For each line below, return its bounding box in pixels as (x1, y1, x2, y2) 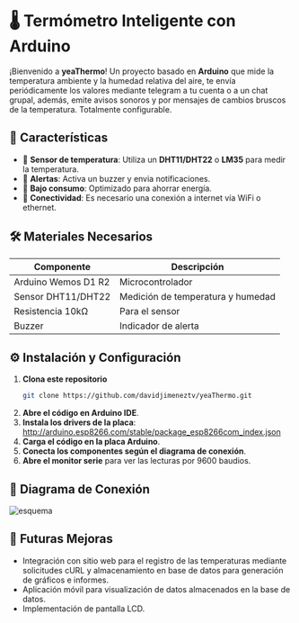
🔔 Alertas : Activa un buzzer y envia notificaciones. (22, 173, 211, 184)
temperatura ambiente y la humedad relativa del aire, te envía (9, 75, 236, 86)
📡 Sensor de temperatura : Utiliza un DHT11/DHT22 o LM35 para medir (22, 154, 286, 165)
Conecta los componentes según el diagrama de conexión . (22, 446, 247, 456)
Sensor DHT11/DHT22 (13, 290, 111, 302)
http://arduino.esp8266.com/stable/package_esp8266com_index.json (22, 427, 281, 438)
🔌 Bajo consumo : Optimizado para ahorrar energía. (22, 183, 213, 194)
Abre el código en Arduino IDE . (22, 408, 139, 419)
